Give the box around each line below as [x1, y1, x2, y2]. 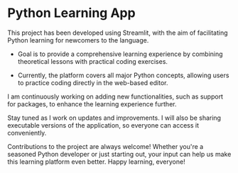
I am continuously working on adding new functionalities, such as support [7, 92, 224, 101]
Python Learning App [7, 5, 136, 21]
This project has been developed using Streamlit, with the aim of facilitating [7, 28, 229, 37]
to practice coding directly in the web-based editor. [17, 78, 168, 86]
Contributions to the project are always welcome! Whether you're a [7, 142, 204, 150]
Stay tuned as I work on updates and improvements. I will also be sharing [7, 113, 222, 122]
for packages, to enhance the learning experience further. [7, 99, 177, 108]
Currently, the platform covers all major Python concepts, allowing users [17, 71, 229, 79]
